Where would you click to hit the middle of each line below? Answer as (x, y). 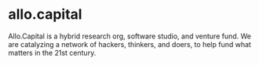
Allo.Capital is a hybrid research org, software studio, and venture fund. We (130, 36)
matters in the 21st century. (52, 52)
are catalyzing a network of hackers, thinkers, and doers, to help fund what (129, 44)
